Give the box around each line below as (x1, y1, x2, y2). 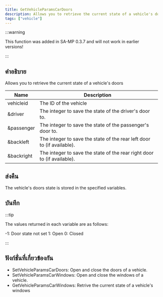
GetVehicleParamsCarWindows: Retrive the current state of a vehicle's (12, 282, 153, 288)
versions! (5, 44, 23, 50)
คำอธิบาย (5, 67, 27, 76)
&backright (7, 153, 33, 159)
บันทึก (5, 199, 20, 207)
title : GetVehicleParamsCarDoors (5, 7, 73, 12)
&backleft (7, 139, 29, 145)
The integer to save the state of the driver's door (39, 108, 150, 114)
